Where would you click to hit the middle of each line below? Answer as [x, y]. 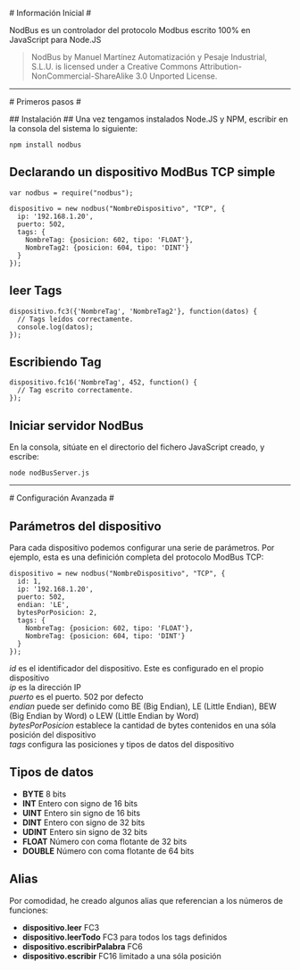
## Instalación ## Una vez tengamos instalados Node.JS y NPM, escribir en [149, 119]
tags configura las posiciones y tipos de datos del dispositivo [122, 745]
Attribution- [221, 67]
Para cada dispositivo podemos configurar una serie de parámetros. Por [142, 548]
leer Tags [36, 291]
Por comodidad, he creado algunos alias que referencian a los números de [146, 900]
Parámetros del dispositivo [86, 526]
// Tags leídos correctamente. [75, 319]
